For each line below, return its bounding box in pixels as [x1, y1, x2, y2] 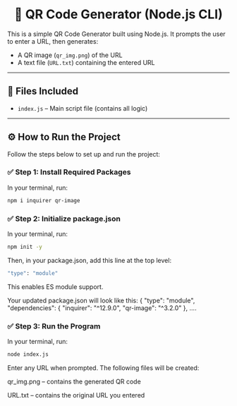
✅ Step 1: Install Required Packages [7, 167, 131, 177]
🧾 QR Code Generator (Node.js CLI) [13, 6, 224, 23]
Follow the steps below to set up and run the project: [7, 149, 161, 158]
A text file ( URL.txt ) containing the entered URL [17, 58, 155, 66]
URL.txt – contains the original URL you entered [7, 390, 145, 399]
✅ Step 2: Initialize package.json [7, 214, 121, 223]
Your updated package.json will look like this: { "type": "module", [7, 296, 195, 304]
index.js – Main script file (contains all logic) [17, 104, 148, 112]
